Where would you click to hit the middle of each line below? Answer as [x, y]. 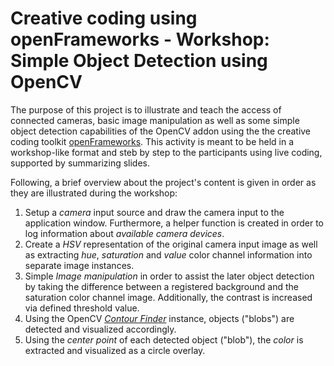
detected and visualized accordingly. [100, 329]
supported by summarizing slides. [80, 163]
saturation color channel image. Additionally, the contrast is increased [168, 297]
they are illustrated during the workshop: [94, 193]
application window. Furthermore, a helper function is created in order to [174, 223]
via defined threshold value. [82, 308]
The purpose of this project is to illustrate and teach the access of [146, 109]
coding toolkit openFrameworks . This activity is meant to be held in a [152, 141]
